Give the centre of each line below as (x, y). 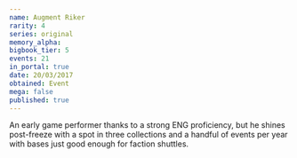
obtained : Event (39, 83)
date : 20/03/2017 (41, 75)
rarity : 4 (28, 26)
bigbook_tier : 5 (39, 51)
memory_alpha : (36, 42)
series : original (41, 34)
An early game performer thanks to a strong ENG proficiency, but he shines (148, 125)
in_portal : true (39, 67)
